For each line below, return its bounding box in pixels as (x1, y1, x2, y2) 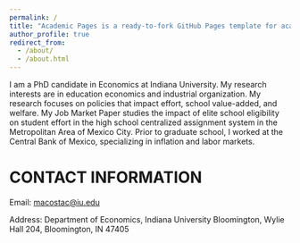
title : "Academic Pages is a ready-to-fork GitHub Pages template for (9, 21, 278, 30)
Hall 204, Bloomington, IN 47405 (9, 223, 129, 234)
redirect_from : (9, 38, 66, 47)
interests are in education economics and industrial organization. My (9, 88, 262, 99)
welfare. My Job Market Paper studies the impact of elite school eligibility (9, 108, 279, 118)
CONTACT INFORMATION (9, 167, 203, 188)
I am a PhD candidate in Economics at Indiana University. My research (9, 80, 267, 89)
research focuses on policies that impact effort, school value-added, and (9, 98, 278, 108)
